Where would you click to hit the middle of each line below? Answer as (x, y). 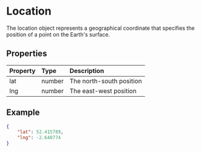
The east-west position (103, 91)
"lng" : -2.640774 (39, 138)
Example (23, 113)
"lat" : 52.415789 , (40, 132)
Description (87, 71)
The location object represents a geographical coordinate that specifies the (101, 28)
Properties (27, 54)
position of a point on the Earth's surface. (58, 34)
